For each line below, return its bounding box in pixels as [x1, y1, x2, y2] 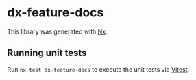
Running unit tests [7, 47, 87, 59]
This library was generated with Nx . [7, 27, 108, 36]
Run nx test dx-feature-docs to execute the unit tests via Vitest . [7, 65, 190, 73]
